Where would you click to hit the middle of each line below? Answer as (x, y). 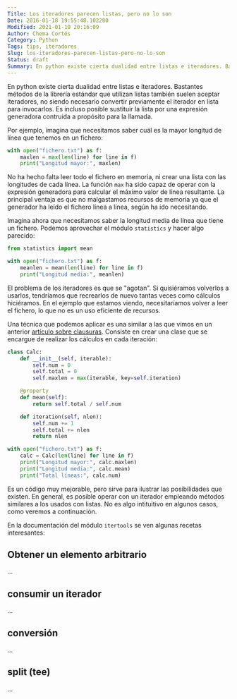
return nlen (50, 437)
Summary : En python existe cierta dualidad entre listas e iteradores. (115, 66)
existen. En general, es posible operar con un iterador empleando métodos (116, 496)
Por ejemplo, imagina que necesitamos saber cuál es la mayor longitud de (115, 130)
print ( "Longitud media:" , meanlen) (72, 274)
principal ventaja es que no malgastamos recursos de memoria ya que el (113, 200)
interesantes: (26, 533)
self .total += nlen (61, 430)
